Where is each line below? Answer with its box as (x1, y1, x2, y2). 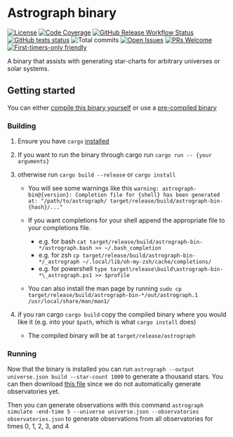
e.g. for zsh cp (38, 251, 80, 260)
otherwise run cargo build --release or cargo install (17, 170, 176, 179)
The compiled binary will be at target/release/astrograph (27, 331, 196, 340)
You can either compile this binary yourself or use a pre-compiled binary (7, 103, 218, 112)
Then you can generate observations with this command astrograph (7, 401, 204, 410)
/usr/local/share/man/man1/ (27, 298, 110, 305)
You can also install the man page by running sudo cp (27, 284, 182, 293)
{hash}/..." (27, 204, 63, 211)
